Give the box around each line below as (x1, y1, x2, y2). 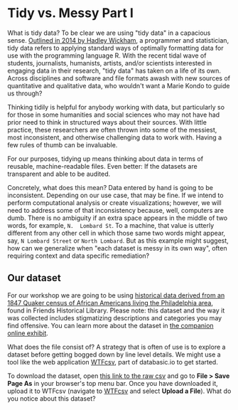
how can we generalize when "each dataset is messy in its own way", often (7, 243, 227, 252)
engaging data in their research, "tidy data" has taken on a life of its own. (7, 66, 222, 75)
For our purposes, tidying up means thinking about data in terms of (7, 154, 204, 163)
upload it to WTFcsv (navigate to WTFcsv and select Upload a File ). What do (7, 387, 232, 395)
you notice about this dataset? (7, 394, 96, 403)
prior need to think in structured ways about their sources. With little (7, 117, 207, 126)
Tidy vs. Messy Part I (7, 5, 134, 21)
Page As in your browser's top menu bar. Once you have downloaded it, (7, 379, 218, 387)
